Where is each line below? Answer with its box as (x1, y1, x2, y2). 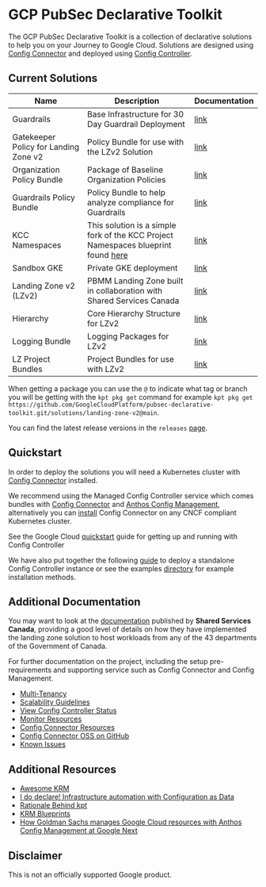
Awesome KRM (19, 784, 70, 793)
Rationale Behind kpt (19, 801, 88, 810)
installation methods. (8, 572, 77, 582)
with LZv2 (86, 363, 125, 374)
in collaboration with (86, 285, 163, 296)
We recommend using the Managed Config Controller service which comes (8, 490, 254, 501)
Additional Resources (8, 762, 116, 776)
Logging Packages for (86, 331, 169, 342)
